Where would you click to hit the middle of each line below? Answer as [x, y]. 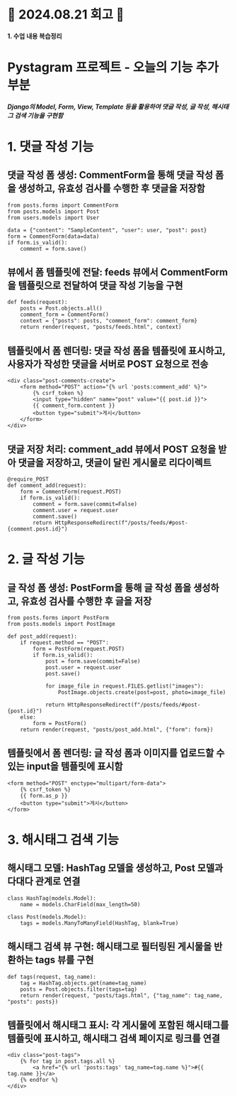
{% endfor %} [39, 1080]
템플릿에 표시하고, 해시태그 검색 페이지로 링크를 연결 [114, 1039]
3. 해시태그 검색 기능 [63, 840]
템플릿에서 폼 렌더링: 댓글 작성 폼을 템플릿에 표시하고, [116, 351]
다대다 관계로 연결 [44, 881]
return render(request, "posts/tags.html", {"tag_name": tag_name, [121, 995]
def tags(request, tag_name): [52, 977]
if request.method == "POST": [65, 643]
